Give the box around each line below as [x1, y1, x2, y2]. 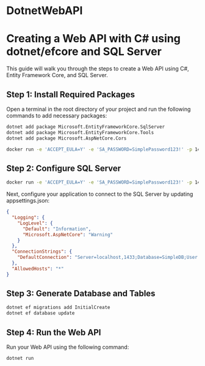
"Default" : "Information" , [22, 226, 92, 232]
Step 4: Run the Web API [6, 327, 102, 337]
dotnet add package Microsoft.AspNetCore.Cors [6, 135, 127, 141]
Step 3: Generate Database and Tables [6, 288, 156, 299]
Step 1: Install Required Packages [6, 89, 135, 100]
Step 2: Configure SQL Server [6, 163, 121, 173]
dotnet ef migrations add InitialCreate [6, 304, 111, 311]
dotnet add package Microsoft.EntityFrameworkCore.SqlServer [6, 124, 165, 130]
